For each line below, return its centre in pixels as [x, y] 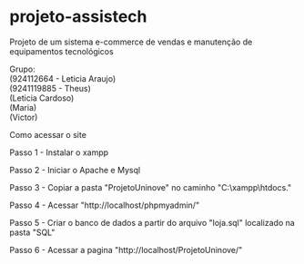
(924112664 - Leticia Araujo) [63, 78]
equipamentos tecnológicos [61, 51]
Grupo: [22, 69]
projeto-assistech [78, 17]
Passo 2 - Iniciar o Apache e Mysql [75, 170]
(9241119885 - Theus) [50, 88]
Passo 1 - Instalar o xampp [59, 152]
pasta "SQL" [32, 232]
